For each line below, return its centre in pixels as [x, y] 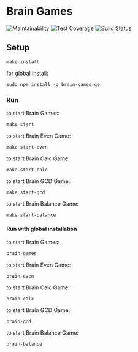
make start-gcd [26, 193]
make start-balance [31, 215]
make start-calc [27, 170]
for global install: [28, 73]
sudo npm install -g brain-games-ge [53, 84]
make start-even [27, 147]
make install [23, 62]
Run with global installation [42, 229]
